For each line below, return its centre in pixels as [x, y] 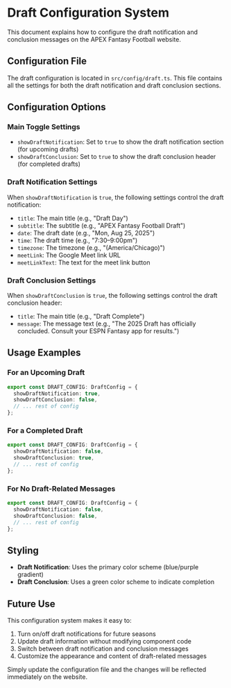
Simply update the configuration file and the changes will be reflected [107, 670]
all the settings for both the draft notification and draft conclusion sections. [114, 85]
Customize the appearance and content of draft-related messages [112, 656]
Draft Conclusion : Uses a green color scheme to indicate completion [116, 582]
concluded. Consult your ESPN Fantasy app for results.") [98, 331]
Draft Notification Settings [52, 182]
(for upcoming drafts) [48, 149]
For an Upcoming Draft [46, 373]
